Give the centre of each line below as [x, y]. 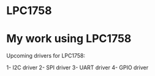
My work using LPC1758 [69, 39]
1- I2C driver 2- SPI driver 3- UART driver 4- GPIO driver [77, 67]
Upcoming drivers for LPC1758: [46, 56]
